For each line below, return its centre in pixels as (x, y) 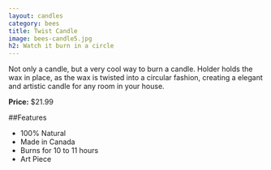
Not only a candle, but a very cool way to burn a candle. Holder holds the (131, 69)
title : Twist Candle (43, 31)
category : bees (34, 23)
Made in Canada (47, 142)
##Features (28, 117)
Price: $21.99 (31, 102)
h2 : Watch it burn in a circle (61, 46)
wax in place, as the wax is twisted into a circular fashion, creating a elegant (136, 78)
